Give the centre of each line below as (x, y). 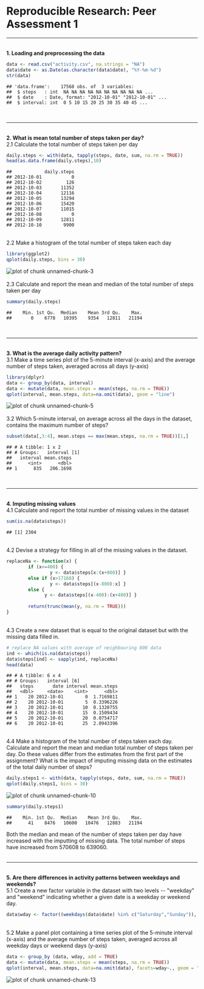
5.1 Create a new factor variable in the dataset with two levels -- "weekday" (100, 891)
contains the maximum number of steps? (57, 425)
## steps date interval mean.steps (62, 686)
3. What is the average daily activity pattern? (64, 353)
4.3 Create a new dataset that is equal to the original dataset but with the (97, 630)
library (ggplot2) (28, 254)
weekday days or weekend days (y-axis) (57, 945)
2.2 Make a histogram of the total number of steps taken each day (89, 243)
